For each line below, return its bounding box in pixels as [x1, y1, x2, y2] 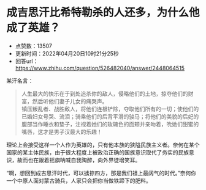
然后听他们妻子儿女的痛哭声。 [32, 97, 108, 104]
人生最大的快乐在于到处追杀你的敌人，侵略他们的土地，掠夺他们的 [21, 90, 188, 97]
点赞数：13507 [15, 42, 52, 49]
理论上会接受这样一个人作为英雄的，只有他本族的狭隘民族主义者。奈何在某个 [6, 141, 200, 148]
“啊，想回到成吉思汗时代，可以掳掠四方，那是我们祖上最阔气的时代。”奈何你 [6, 169, 197, 177]
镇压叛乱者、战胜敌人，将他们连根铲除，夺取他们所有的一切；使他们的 [21, 105, 199, 112]
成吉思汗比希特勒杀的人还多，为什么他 [6, 5, 200, 20]
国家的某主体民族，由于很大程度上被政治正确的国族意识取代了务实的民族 [6, 148, 189, 156]
